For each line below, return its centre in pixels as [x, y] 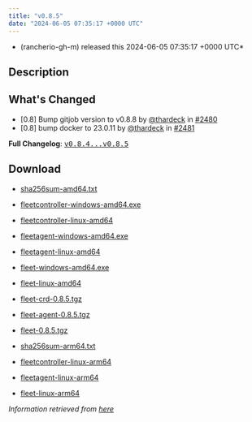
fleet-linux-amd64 [50, 283]
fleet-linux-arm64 [50, 393]
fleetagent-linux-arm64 [59, 377]
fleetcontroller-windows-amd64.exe [80, 205]
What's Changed [52, 99]
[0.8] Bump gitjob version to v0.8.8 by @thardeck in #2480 [119, 119]
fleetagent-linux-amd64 [60, 252]
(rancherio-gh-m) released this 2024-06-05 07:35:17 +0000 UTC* [132, 46]
